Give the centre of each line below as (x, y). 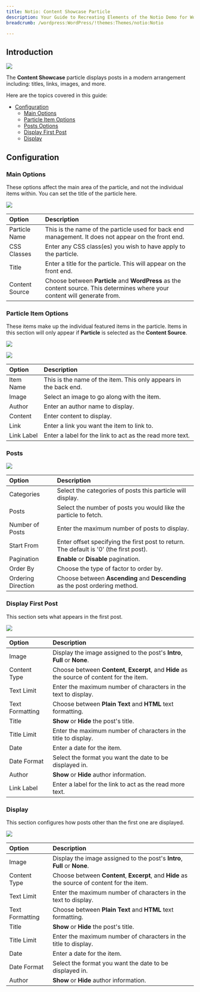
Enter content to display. (78, 416)
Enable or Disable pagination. (99, 559)
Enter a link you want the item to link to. (99, 426)
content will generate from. (83, 295)
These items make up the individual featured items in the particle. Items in (97, 326)
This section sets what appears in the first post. (65, 617)
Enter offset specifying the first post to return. (121, 542)
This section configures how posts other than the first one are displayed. (95, 822)
